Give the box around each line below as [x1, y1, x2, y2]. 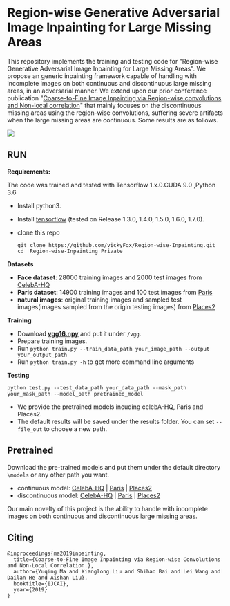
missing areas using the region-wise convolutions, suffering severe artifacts [7, 109, 223, 117]
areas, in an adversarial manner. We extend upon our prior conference [7, 86, 207, 95]
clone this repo [17, 228, 60, 237]
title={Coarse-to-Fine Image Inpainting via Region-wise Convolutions [13, 556, 221, 563]
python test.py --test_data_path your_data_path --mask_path [7, 384, 187, 392]
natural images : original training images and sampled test [17, 295, 182, 304]
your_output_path [17, 351, 68, 358]
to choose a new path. [44, 424, 108, 433]
